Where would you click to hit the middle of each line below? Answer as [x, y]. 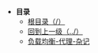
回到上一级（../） [55, 31]
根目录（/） [46, 21]
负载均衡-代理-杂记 [58, 41]
